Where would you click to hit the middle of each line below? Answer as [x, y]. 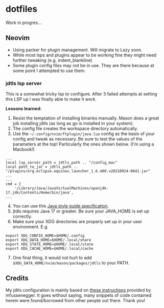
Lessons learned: [24, 109]
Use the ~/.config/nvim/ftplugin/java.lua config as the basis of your [84, 134]
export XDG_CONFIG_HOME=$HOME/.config [45, 236]
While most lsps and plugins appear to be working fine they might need [84, 55]
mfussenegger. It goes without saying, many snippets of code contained [79, 295]
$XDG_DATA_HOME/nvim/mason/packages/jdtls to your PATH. [71, 263]
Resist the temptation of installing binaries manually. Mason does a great [86, 118]
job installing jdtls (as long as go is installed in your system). [73, 123]
